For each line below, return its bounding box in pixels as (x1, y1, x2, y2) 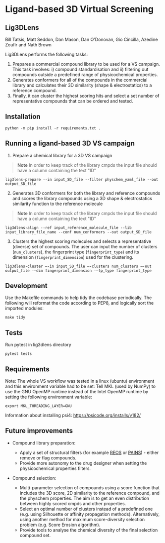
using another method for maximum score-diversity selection (19, 516, 145, 522)
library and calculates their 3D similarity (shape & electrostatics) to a (12, 82, 152, 88)
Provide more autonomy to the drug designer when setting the (19, 460, 147, 466)
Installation (5, 112, 41, 121)
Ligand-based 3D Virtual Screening (5, 3, 154, 15)
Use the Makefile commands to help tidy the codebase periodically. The (5, 295, 152, 301)
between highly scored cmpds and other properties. (19, 500, 126, 506)
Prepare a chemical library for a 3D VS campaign (12, 152, 112, 158)
